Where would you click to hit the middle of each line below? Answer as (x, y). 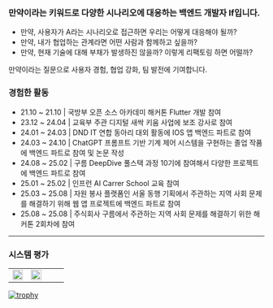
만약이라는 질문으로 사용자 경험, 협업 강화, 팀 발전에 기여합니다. (108, 70)
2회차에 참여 (55, 223)
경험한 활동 (29, 93)
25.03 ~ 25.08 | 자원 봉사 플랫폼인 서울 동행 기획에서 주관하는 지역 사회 (134, 193)
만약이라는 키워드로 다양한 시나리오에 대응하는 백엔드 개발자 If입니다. (134, 12)
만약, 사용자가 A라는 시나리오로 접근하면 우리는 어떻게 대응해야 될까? (128, 32)
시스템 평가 (29, 254)
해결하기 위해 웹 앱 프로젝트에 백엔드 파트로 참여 (105, 203)
